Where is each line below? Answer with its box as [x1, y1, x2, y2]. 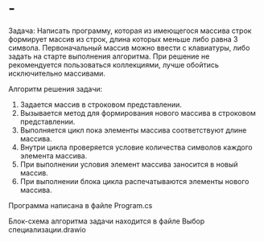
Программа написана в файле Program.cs [8, 200, 153, 210]
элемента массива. [19, 150, 88, 160]
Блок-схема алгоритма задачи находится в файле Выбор [8, 216, 205, 226]
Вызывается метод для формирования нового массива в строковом [19, 108, 256, 117]
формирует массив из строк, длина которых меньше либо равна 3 [8, 34, 238, 43]
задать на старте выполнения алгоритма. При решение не [8, 51, 210, 61]
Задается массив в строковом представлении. [19, 100, 183, 109]
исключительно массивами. [8, 68, 106, 78]
